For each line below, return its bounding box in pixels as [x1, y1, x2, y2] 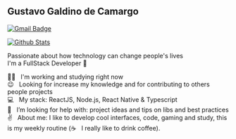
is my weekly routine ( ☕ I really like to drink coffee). [7, 124, 161, 132]
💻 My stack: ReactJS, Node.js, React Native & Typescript [7, 95, 178, 104]
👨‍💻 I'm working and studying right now [7, 72, 123, 81]
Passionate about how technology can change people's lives [7, 51, 184, 60]
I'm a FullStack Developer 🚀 [7, 59, 87, 67]
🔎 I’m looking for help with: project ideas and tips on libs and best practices [7, 105, 229, 114]
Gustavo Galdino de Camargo [7, 6, 139, 18]
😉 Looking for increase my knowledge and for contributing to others [7, 80, 210, 88]
